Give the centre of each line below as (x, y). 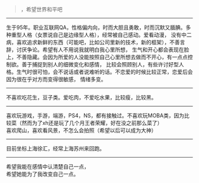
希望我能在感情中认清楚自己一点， (48, 166)
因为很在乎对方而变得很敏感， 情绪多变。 (56, 79)
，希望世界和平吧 (41, 9)
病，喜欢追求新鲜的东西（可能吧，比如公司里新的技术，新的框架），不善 (93, 42)
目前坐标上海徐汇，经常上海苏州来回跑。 (55, 148)
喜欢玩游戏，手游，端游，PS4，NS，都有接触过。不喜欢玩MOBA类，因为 (95, 115)
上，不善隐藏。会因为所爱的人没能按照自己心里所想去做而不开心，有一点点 (97, 57)
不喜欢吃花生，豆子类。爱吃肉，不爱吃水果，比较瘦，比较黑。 (81, 97)
